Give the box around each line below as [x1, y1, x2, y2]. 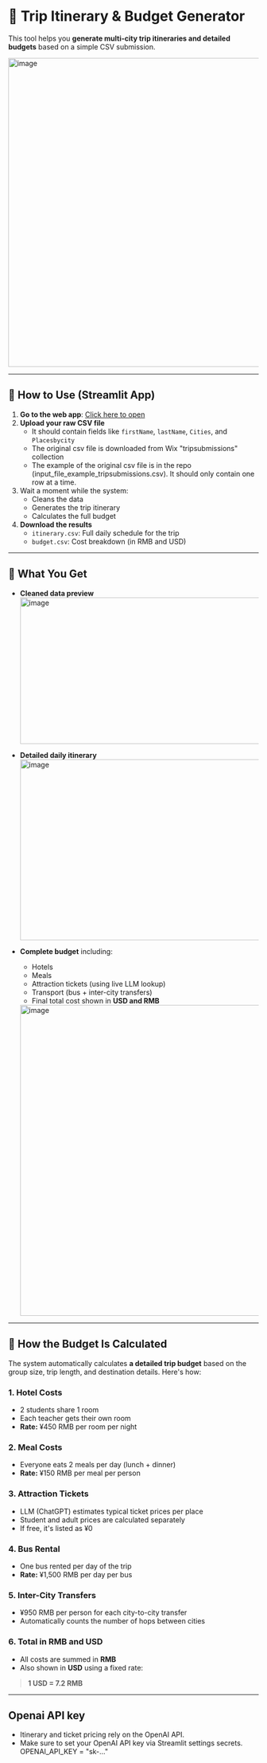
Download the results [19, 520, 93, 529]
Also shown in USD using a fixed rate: [19, 1663, 144, 1672]
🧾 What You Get [8, 567, 87, 581]
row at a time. [31, 477, 77, 487]
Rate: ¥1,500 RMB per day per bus [19, 1570, 133, 1580]
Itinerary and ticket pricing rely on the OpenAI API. [19, 1730, 185, 1740]
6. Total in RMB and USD [8, 1636, 103, 1647]
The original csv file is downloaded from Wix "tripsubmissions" [31, 443, 238, 453]
